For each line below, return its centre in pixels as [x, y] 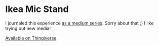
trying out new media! [28, 28]
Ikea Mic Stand [37, 9]
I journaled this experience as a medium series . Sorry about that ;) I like [79, 23]
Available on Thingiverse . [32, 38]
